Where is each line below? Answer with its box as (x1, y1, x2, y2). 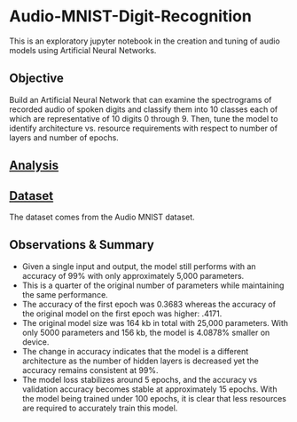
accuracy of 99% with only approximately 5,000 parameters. (21, 270, 245, 281)
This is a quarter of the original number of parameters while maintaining (21, 280, 285, 291)
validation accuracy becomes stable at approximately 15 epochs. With (21, 384, 277, 394)
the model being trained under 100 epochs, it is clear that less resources (21, 393, 286, 403)
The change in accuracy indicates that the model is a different (21, 346, 249, 356)
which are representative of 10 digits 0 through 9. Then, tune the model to (9, 113, 278, 123)
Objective (9, 71, 65, 86)
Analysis (9, 158, 59, 173)
